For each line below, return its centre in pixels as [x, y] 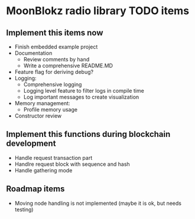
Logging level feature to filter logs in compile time [84, 91]
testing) [24, 209]
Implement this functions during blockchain [88, 134]
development [31, 144]
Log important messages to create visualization [81, 97]
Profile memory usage [51, 109]
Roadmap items [35, 189]
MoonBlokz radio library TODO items [98, 11]
